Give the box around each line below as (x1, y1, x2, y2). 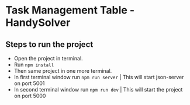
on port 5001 (13, 80, 45, 87)
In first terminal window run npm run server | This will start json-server (13, 74, 184, 80)
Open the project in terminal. (13, 55, 83, 62)
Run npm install (13, 61, 54, 68)
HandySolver (5, 16, 71, 29)
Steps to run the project (5, 39, 94, 49)
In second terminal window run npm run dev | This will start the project (13, 86, 183, 93)
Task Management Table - (5, 4, 135, 17)
